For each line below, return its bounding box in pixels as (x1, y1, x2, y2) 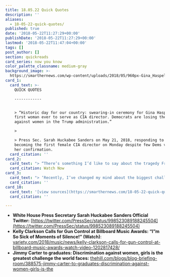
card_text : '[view (10, 189, 49, 195)
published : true (5, 26, 39, 31)
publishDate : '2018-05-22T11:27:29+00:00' (5, 36, 96, 41)
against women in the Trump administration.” (14, 119, 112, 124)
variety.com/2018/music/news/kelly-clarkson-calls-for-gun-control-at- (12, 239, 161, 245)
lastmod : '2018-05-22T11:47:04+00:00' (5, 40, 87, 45)
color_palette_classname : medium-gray (5, 64, 87, 69)
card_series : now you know (5, 59, 62, 64)
